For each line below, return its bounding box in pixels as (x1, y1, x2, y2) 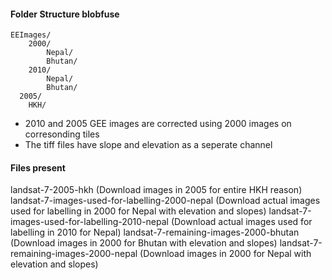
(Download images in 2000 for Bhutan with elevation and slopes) (10, 237, 278, 249)
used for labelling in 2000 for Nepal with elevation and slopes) (10, 205, 267, 217)
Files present (10, 161, 66, 174)
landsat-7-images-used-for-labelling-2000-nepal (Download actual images (10, 195, 321, 207)
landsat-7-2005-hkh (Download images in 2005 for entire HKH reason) (10, 184, 303, 196)
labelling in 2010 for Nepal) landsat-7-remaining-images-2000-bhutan (10, 226, 300, 239)
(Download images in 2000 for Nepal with (139, 248, 312, 260)
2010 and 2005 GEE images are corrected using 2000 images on (24, 118, 292, 130)
